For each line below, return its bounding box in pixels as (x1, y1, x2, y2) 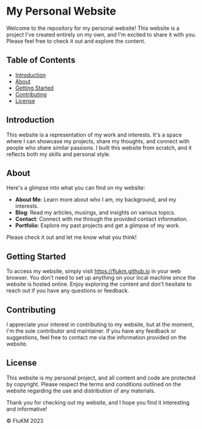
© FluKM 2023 (6, 417, 44, 424)
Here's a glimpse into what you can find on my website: (6, 184, 145, 191)
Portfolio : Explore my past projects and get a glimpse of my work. (15, 222, 181, 229)
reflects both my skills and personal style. (6, 151, 111, 158)
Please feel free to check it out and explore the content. (6, 37, 146, 44)
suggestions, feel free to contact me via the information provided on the (6, 334, 187, 341)
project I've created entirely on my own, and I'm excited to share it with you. (6, 30, 197, 38)
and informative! (6, 405, 47, 413)
